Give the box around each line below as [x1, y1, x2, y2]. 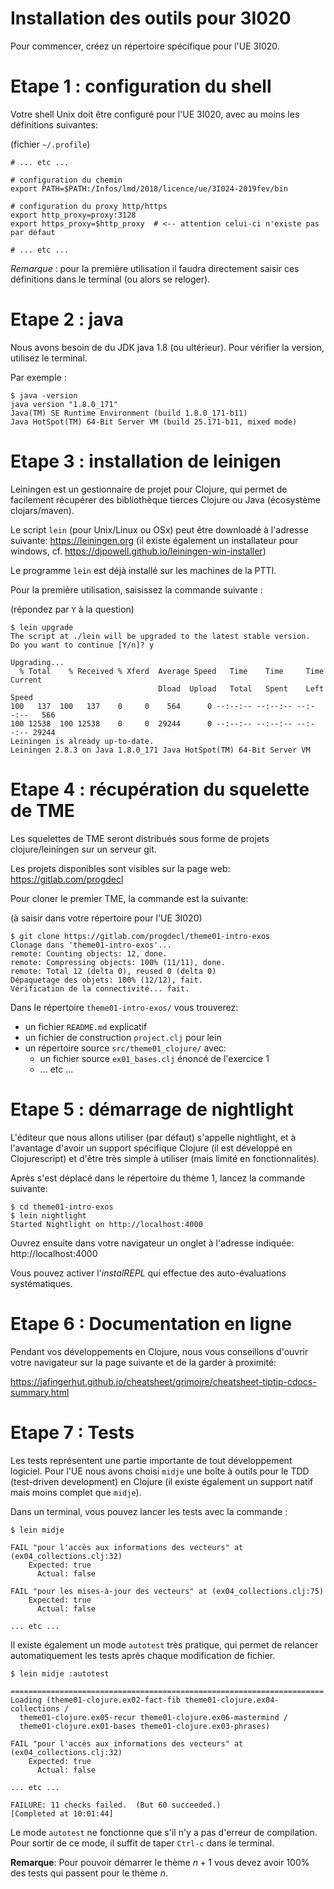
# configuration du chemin [10, 175, 123, 185]
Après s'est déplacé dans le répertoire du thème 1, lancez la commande [10, 1172, 306, 1184]
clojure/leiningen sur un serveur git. [10, 843, 157, 855]
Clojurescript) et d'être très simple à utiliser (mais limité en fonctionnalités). [10, 1152, 320, 1164]
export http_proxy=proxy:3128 [10, 210, 137, 220]
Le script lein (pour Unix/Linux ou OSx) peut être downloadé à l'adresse [10, 523, 309, 536]
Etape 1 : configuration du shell [10, 75, 272, 98]
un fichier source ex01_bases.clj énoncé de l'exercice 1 [39, 1052, 270, 1064]
